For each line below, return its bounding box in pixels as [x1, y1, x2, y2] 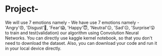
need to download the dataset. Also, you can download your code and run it [5, 40, 157, 46]
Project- [5, 3, 39, 15]
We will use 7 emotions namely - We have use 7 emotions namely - [5, 19, 140, 25]
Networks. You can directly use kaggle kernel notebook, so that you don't [5, 35, 153, 41]
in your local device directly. [5, 45, 62, 51]
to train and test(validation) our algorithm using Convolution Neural [5, 30, 139, 36]
